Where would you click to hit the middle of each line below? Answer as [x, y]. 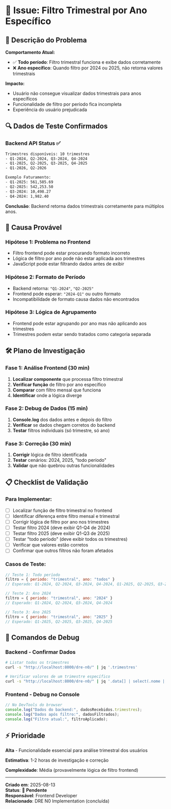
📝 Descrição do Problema [46, 40]
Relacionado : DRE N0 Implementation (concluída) [58, 801]
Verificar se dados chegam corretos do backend [64, 425]
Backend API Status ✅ [33, 143]
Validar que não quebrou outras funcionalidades [64, 465]
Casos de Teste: [26, 564]
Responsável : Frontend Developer [41, 796]
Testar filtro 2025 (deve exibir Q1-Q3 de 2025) [61, 533]
